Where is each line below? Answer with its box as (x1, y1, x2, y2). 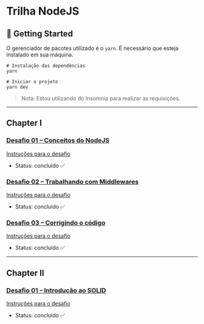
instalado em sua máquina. (6, 51, 74, 58)
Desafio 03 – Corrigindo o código (6, 218, 106, 227)
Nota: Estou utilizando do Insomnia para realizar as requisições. (21, 95, 181, 102)
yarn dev (6, 84, 29, 90)
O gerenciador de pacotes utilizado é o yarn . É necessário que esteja (6, 44, 179, 52)
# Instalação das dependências (6, 63, 86, 69)
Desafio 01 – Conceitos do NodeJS (6, 136, 110, 145)
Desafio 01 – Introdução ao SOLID (6, 286, 106, 294)
